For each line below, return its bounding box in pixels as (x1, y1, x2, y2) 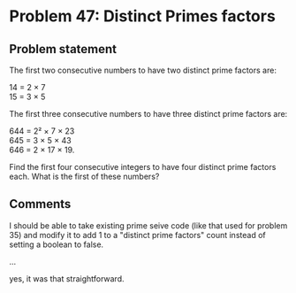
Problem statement (9, 42, 118, 57)
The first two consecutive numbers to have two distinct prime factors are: (9, 65, 277, 75)
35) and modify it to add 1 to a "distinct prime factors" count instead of (9, 229, 267, 240)
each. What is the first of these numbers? (9, 171, 160, 181)
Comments (9, 197, 72, 212)
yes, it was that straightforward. (9, 273, 125, 284)
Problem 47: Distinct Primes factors (9, 6, 276, 27)
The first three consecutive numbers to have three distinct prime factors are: (9, 109, 288, 119)
